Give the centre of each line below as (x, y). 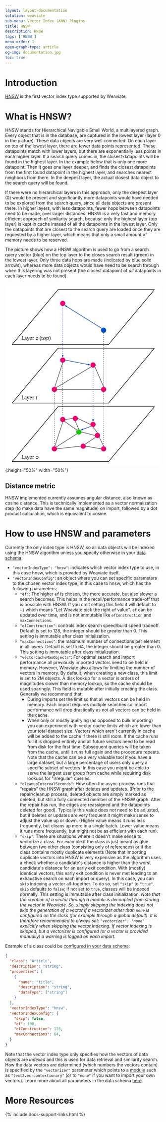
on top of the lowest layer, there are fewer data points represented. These (81, 146)
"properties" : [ (26, 971)
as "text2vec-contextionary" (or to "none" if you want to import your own (80, 1075)
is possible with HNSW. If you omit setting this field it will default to (88, 605)
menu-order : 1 (20, 42)
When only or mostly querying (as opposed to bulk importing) (90, 720)
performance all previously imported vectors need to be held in (84, 663)
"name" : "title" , (36, 982)
